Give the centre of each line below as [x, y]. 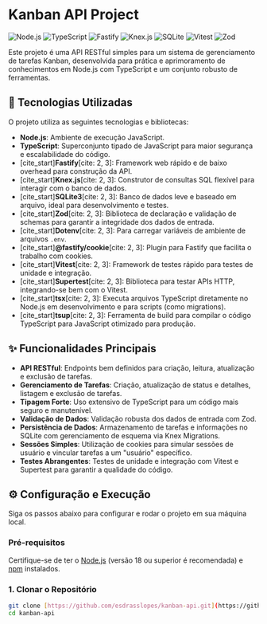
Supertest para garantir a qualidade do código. [96, 469]
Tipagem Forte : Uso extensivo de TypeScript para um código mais [129, 402]
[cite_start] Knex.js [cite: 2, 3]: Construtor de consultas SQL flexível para [137, 179]
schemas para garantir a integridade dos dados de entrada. [117, 222]
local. [17, 522]
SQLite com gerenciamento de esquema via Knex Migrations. [120, 435]
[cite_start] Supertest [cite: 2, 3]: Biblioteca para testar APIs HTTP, [127, 281]
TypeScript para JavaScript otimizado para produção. [108, 324]
